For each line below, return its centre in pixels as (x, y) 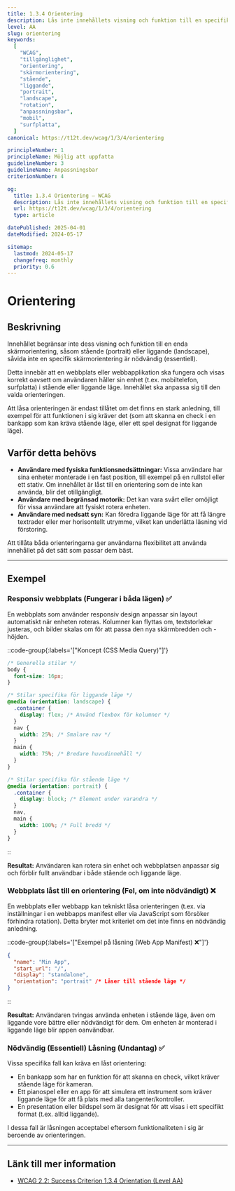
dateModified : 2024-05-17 (45, 234)
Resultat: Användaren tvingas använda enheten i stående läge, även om (111, 1015)
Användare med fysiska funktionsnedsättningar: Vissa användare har (120, 470)
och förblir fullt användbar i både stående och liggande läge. (94, 873)
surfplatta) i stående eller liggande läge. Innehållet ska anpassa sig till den (114, 387)
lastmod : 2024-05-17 (43, 253)
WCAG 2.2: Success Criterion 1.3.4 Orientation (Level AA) (100, 1181)
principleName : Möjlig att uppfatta (60, 157)
